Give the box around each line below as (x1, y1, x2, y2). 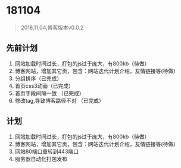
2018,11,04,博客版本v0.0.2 (20, 24, 84, 31)
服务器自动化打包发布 (14, 155, 67, 162)
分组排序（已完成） (14, 75, 63, 82)
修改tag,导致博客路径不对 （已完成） (14, 97, 104, 104)
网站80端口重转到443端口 (14, 148, 79, 155)
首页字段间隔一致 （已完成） (14, 90, 85, 97)
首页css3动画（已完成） (14, 82, 74, 89)
